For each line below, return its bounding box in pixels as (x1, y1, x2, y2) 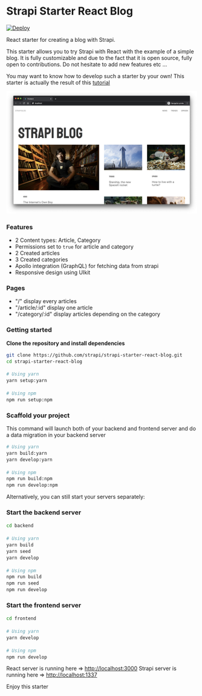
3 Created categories (15, 256, 68, 263)
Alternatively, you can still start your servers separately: (6, 493, 145, 501)
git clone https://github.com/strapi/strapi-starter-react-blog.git (6, 352, 183, 358)
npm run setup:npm (6, 397, 53, 403)
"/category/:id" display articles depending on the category (15, 310, 160, 318)
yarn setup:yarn (6, 378, 47, 384)
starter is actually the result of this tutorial (6, 79, 110, 86)
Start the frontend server (6, 601, 82, 609)
